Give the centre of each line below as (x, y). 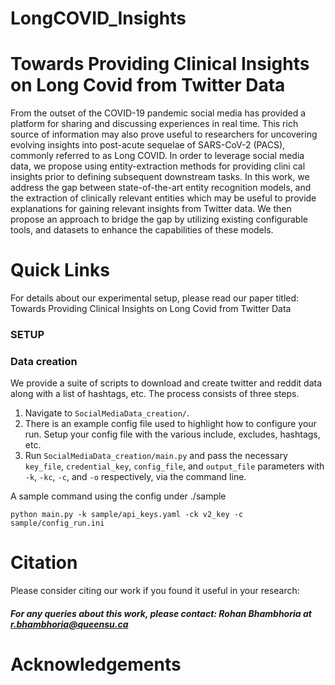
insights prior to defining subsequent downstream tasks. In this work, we (160, 177)
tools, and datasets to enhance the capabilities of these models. (142, 230)
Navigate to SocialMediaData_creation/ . (107, 413)
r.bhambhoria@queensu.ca (69, 624)
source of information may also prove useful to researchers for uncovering (164, 134)
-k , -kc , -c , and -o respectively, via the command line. (135, 477)
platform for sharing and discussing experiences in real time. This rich (154, 124)
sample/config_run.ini (57, 523)
